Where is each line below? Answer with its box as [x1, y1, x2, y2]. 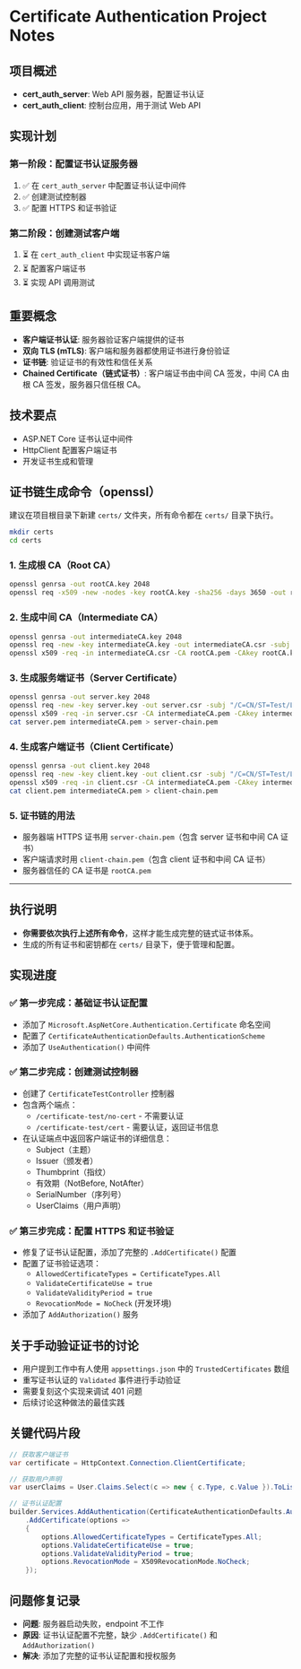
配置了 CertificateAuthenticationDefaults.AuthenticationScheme [21, 1030, 266, 1041]
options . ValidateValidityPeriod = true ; [41, 1549, 194, 1558]
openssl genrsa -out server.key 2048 [9, 692, 150, 701]
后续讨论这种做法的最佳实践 [21, 1396, 125, 1407]
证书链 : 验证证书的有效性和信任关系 [21, 356, 153, 367]
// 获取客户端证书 [9, 1450, 69, 1459]
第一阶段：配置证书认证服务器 [9, 158, 139, 170]
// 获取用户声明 [9, 1474, 62, 1483]
